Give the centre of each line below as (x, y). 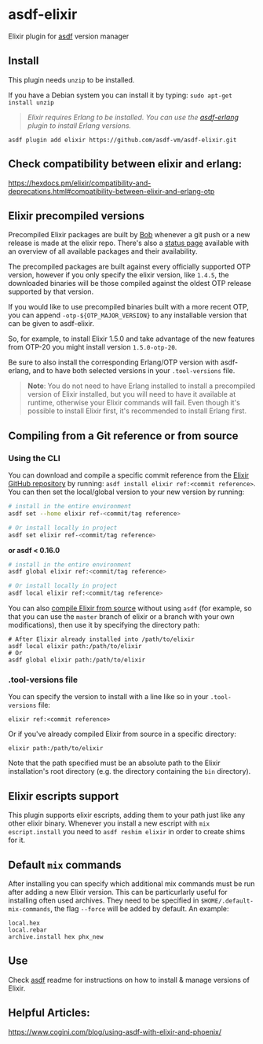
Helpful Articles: (49, 1013)
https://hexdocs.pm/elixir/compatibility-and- (80, 183)
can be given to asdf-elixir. (51, 324)
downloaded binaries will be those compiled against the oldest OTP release (130, 284)
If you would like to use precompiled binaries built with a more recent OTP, (128, 307)
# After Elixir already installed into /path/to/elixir (101, 639)
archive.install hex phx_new (56, 936)
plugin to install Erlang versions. (79, 125)
